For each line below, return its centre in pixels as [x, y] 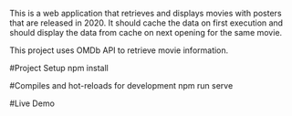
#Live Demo [32, 103]
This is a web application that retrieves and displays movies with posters [146, 13]
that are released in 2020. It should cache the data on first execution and [146, 23]
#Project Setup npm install [59, 68]
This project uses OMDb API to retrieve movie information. [119, 50]
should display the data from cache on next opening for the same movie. [146, 32]
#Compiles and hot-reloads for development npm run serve [121, 85]
